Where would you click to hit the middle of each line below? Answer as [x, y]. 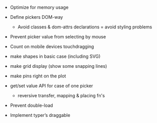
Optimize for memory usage [39, 7]
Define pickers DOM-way [36, 17]
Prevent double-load [31, 105]
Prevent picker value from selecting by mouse [58, 37]
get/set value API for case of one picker [51, 86]
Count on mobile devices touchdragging [52, 47]
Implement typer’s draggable [40, 115]
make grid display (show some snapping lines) [58, 66]
